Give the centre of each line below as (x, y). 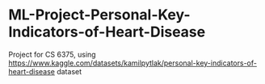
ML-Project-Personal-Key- (100, 15)
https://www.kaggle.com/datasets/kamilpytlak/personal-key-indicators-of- (132, 63)
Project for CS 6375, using (52, 54)
